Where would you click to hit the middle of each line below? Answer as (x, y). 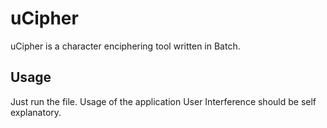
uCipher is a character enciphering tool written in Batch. (125, 46)
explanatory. (36, 112)
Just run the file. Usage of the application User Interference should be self (163, 101)
